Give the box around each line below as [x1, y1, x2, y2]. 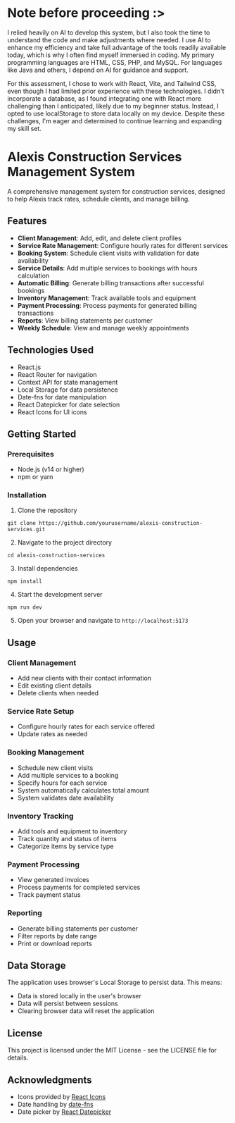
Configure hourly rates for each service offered [17, 722, 155, 731]
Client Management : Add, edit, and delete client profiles [17, 234, 182, 242]
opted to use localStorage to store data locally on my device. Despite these [7, 109, 225, 118]
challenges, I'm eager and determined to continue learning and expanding [7, 116, 222, 125]
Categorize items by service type [17, 842, 114, 850]
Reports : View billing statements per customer [17, 316, 153, 325]
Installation [7, 490, 47, 500]
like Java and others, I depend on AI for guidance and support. [7, 66, 189, 74]
